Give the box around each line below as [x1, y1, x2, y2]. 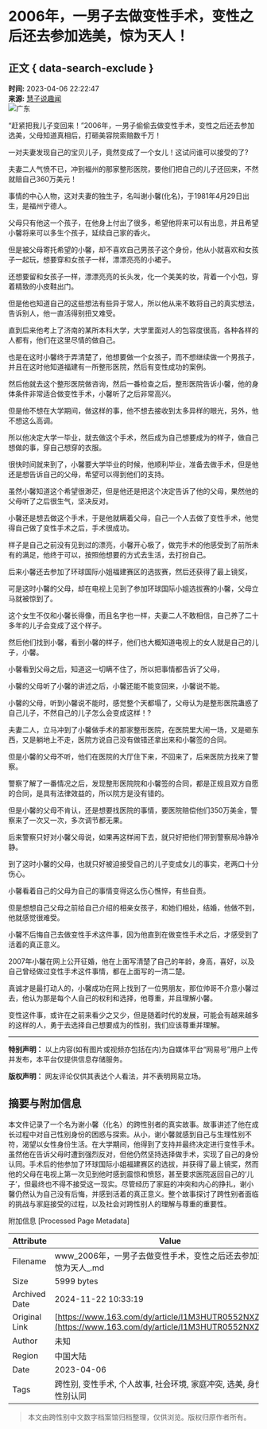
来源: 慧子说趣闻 [8, 94, 62, 103]
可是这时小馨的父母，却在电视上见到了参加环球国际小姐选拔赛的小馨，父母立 [8, 584, 259, 593]
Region [12, 1349, 39, 1361]
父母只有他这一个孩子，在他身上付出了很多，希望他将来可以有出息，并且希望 [8, 218, 259, 227]
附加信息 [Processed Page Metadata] [8, 1216, 130, 1225]
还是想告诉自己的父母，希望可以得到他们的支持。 [8, 470, 168, 479]
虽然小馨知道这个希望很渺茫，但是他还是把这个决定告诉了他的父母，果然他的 [8, 487, 259, 495]
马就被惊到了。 [8, 594, 57, 603]
